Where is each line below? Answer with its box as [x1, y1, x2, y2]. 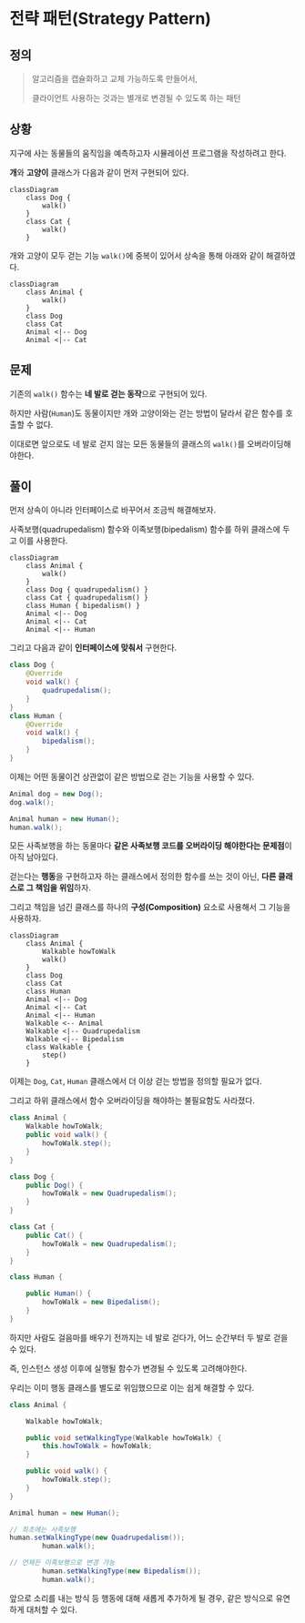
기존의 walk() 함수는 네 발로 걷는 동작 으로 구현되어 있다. [9, 388, 208, 399]
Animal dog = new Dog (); [9, 789, 104, 798]
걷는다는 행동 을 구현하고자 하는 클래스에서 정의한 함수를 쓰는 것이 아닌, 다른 [9, 871, 277, 882]
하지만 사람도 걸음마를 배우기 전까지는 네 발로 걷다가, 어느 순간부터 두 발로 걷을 [9, 1332, 289, 1343]
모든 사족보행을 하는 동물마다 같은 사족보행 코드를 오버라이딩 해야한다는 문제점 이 [9, 840, 293, 851]
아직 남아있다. [9, 852, 59, 863]
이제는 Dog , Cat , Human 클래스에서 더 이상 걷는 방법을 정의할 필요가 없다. [9, 1076, 262, 1087]
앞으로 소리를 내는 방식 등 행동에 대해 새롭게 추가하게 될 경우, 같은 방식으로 [9, 1592, 274, 1603]
